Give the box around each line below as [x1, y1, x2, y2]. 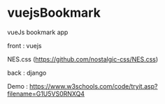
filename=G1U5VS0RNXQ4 [7, 89, 85, 98]
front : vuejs [7, 41, 42, 50]
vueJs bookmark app [7, 28, 69, 36]
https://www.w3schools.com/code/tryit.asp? [29, 82, 158, 90]
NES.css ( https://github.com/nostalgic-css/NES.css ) [7, 54, 159, 64]
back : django [7, 68, 47, 77]
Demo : [7, 82, 28, 90]
